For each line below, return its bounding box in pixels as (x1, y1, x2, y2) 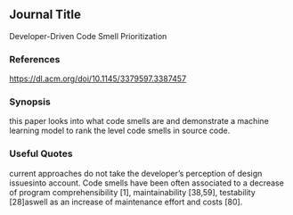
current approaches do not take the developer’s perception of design (9, 168, 263, 178)
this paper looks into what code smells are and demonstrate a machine (9, 116, 269, 127)
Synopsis (9, 95, 51, 108)
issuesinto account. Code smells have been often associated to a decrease (9, 178, 285, 188)
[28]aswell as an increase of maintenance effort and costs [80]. (9, 196, 243, 207)
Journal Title (9, 7, 82, 22)
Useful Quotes (9, 147, 73, 160)
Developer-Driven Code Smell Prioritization (9, 30, 167, 41)
